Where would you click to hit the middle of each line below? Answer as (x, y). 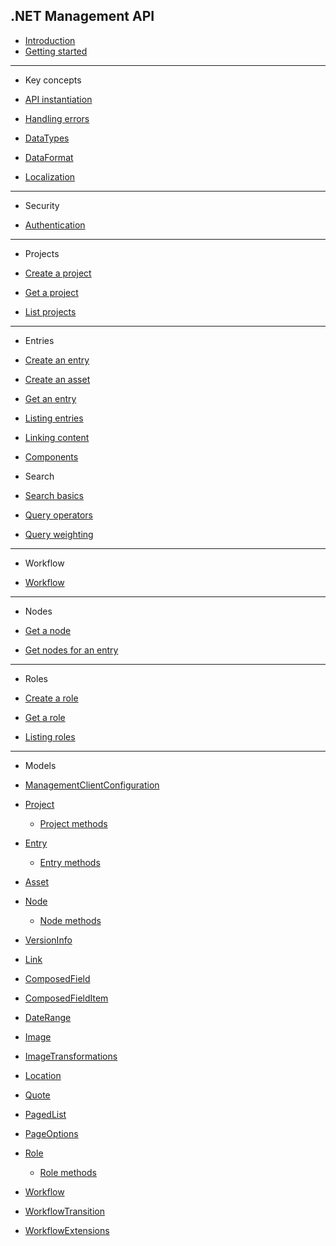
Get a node (48, 630)
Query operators (58, 515)
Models (40, 765)
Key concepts (53, 80)
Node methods (70, 920)
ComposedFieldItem (66, 998)
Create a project (58, 273)
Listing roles (50, 736)
